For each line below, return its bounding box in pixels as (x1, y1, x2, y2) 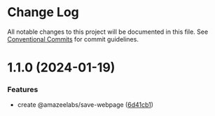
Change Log (7, 4, 79, 20)
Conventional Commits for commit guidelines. (7, 34, 139, 43)
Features (7, 85, 39, 95)
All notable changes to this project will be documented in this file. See (7, 27, 209, 36)
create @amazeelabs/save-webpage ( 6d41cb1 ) (17, 101, 154, 109)
